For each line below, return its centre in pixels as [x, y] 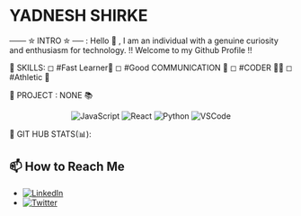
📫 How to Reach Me [67, 167]
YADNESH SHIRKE [79, 16]
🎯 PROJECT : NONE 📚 [51, 94]
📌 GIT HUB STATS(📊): [50, 134]
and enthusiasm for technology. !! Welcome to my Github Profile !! [131, 49]
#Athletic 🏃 [30, 76]
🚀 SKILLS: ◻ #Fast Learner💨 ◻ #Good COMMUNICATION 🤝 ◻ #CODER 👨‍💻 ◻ [151, 67]
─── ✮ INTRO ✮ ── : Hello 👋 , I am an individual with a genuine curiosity [144, 40]
